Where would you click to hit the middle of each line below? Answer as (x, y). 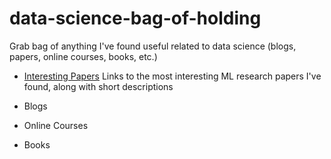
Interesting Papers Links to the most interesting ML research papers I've (172, 76)
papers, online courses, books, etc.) (83, 56)
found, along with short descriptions (98, 86)
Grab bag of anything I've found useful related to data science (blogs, (153, 46)
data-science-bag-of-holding (135, 18)
